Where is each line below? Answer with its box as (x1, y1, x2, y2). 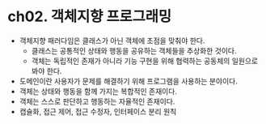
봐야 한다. (31, 66, 62, 75)
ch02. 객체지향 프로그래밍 (7, 7, 172, 26)
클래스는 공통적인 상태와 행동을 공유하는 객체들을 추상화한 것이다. (31, 45, 237, 55)
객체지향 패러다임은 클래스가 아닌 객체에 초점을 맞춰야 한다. (19, 36, 205, 45)
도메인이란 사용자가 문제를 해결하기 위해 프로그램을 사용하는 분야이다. (19, 76, 238, 86)
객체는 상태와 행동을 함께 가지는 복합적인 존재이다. (19, 86, 177, 96)
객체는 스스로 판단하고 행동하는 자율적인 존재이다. (19, 96, 175, 106)
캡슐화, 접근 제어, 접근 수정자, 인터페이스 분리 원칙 (19, 106, 177, 116)
